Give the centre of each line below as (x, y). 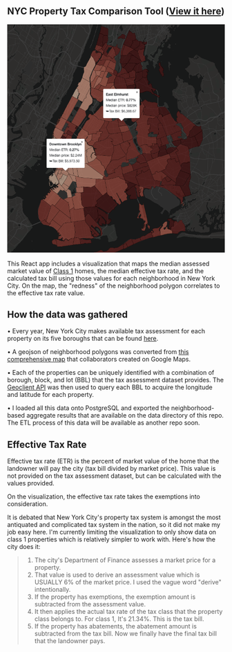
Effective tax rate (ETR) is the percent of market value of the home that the (113, 461)
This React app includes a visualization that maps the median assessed (108, 263)
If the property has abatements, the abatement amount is (115, 626)
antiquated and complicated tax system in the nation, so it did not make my (114, 525)
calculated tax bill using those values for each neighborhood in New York (111, 278)
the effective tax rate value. (46, 292)
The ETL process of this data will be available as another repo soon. (104, 423)
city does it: (24, 547)
